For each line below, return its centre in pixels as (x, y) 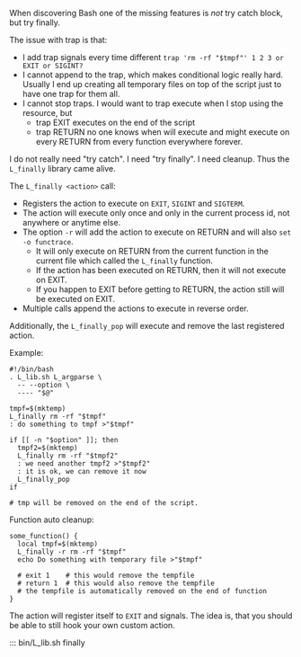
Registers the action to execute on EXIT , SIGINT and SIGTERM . (133, 203)
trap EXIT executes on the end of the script (115, 122)
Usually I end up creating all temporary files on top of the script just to (152, 84)
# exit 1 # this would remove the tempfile (106, 575)
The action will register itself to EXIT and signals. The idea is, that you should (151, 616)
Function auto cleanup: (52, 519)
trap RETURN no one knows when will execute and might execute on (163, 132)
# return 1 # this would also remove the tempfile (116, 583)
